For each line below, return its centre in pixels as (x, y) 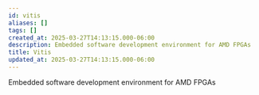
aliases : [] (28, 23)
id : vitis (25, 15)
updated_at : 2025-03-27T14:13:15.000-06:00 (82, 60)
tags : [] (23, 30)
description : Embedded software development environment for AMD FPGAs (129, 45)
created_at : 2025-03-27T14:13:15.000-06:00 (82, 38)
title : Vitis (30, 52)
